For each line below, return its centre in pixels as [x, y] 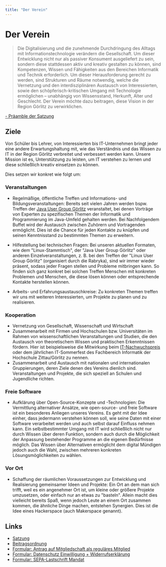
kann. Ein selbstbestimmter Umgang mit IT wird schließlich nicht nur [82, 429]
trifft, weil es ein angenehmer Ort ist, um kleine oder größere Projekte [83, 490]
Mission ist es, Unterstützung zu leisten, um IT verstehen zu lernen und [78, 159]
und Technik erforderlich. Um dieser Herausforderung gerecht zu [84, 75]
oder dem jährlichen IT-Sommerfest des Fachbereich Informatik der [82, 352]
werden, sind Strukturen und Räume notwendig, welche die [78, 80]
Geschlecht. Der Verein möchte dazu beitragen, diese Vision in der [85, 101]
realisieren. [24, 302]
